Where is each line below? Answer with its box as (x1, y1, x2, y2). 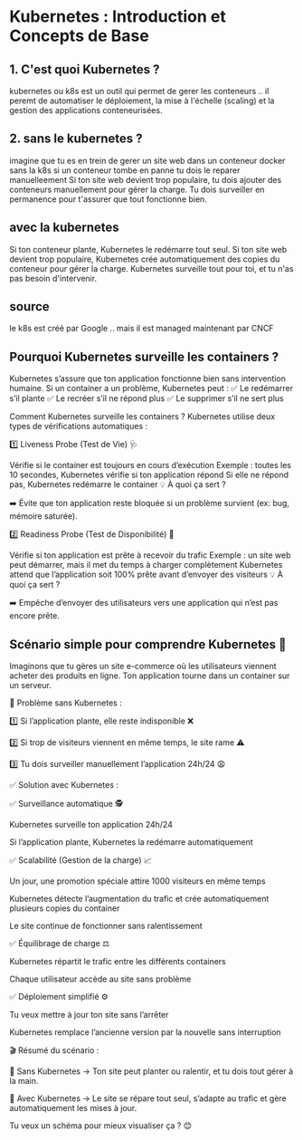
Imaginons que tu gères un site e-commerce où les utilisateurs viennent (9, 661, 278, 672)
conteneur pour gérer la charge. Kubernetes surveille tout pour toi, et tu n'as (9, 263, 294, 273)
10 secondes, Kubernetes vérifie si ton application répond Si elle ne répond (9, 469, 289, 481)
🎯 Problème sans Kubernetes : (9, 697, 122, 708)
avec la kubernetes (9, 220, 119, 235)
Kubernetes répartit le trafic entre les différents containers (9, 956, 226, 967)
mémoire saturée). (9, 511, 79, 522)
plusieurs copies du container (9, 903, 120, 914)
